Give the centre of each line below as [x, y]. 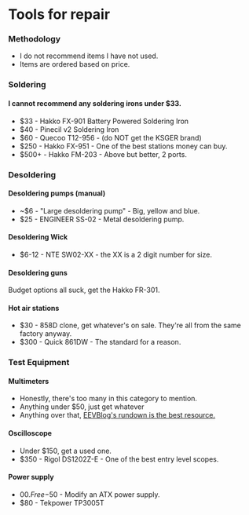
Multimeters [29, 381]
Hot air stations [34, 308]
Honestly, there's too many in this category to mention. [108, 399]
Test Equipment [39, 363]
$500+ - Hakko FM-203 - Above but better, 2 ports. [103, 154]
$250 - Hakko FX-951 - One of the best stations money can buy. [123, 146]
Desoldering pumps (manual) [57, 193]
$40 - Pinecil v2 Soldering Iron [69, 129]
